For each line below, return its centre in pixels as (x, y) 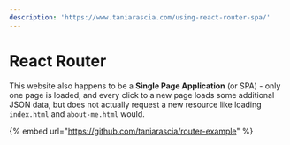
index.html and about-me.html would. (77, 114)
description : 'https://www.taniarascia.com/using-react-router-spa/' (140, 17)
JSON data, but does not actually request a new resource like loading (136, 104)
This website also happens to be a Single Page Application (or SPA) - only (145, 86)
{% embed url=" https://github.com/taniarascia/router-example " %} (131, 131)
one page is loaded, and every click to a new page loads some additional (142, 95)
